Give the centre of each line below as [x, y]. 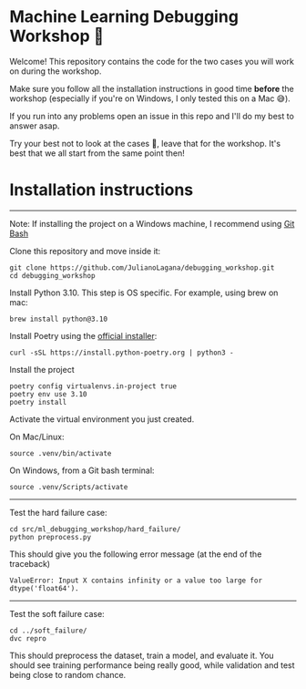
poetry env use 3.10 [49, 394]
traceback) [30, 563]
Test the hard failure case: [58, 512]
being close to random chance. [68, 674]
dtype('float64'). [44, 588]
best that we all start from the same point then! [97, 153]
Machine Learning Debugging [124, 17]
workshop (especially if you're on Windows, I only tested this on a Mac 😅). [150, 98]
